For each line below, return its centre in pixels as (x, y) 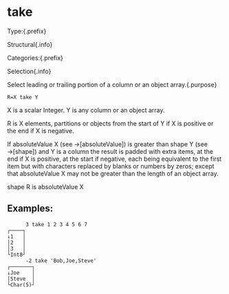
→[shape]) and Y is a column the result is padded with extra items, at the (110, 151)
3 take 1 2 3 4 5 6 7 (56, 224)
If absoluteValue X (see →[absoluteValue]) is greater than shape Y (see (108, 144)
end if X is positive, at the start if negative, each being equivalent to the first (115, 159)
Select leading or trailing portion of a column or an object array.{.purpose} (112, 84)
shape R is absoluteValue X (45, 186)
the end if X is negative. (41, 130)
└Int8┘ (17, 255)
